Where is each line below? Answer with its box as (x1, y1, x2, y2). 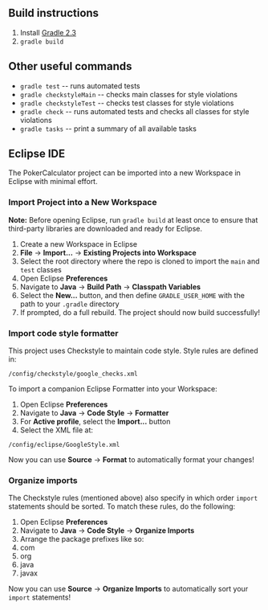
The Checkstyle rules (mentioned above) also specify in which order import (8, 493, 258, 503)
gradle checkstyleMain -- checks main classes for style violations (19, 89, 238, 99)
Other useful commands (8, 59, 132, 73)
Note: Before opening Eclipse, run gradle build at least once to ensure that (8, 215, 258, 224)
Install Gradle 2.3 (19, 27, 76, 37)
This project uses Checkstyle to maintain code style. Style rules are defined (8, 346, 258, 356)
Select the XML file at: (19, 425, 94, 435)
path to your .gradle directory (19, 299, 120, 309)
